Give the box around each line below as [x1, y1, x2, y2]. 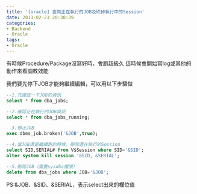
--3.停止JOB [6, 125, 34, 131]
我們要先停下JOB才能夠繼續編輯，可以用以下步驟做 [6, 80, 133, 87]
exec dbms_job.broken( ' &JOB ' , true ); [6, 131, 98, 137]
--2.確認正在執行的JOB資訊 [6, 108, 66, 114]
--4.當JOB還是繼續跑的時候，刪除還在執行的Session [6, 142, 120, 148]
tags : [6, 37, 20, 43]
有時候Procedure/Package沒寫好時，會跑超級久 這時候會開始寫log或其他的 [6, 60, 192, 67]
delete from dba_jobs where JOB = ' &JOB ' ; [6, 169, 110, 175]
